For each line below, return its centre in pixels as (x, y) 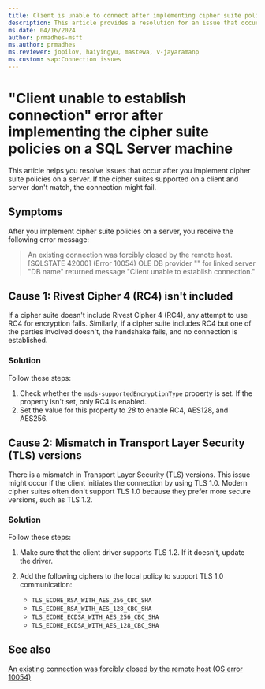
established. (28, 341)
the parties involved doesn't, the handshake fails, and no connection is (123, 332)
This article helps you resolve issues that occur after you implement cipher (129, 170)
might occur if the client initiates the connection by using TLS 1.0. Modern (128, 482)
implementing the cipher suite (108, 132)
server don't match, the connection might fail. (82, 187)
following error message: (49, 239)
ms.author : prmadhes (42, 45)
